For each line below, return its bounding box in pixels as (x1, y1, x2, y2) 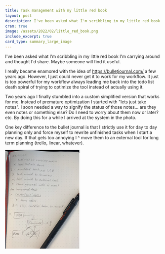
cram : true (5, 24, 28, 29)
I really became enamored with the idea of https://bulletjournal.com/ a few (5, 68, 157, 74)
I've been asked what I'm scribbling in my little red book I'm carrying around (5, 53, 160, 59)
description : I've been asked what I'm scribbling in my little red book (5, 18, 161, 23)
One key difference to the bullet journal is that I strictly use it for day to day (5, 124, 157, 130)
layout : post (5, 13, 32, 18)
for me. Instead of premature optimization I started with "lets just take (5, 99, 147, 105)
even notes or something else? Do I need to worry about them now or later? (5, 109, 159, 115)
